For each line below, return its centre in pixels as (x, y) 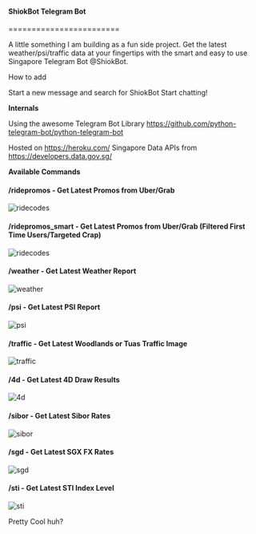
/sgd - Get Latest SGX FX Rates (61, 452)
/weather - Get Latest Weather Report (72, 271)
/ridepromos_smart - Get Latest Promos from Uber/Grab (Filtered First (127, 226)
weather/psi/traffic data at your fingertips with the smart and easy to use (128, 53)
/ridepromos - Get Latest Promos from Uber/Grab (92, 190)
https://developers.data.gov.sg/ (60, 156)
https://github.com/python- (192, 123)
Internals (24, 108)
